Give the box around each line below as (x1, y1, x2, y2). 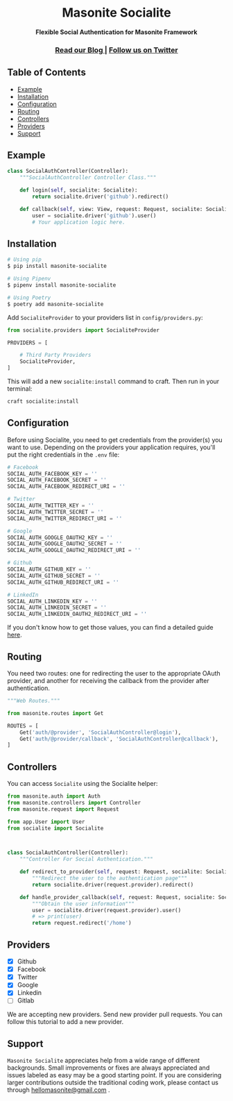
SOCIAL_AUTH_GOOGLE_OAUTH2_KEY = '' (7, 534, 113, 541)
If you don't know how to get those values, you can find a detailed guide (7, 623, 214, 632)
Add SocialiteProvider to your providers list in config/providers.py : (7, 313, 203, 321)
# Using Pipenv (7, 276, 51, 283)
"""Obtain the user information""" (32, 900, 135, 907)
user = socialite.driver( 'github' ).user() (32, 212, 157, 219)
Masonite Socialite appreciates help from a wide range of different (7, 1057, 200, 1065)
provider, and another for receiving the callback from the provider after (7, 677, 209, 685)
